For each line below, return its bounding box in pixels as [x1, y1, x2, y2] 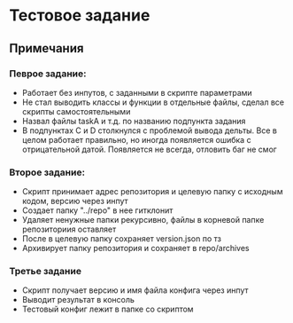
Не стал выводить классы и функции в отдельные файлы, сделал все [21, 97, 285, 107]
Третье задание [9, 265, 82, 278]
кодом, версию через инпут [21, 196, 128, 207]
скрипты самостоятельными [21, 106, 131, 116]
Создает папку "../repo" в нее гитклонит [21, 205, 173, 216]
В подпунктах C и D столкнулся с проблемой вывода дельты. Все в [21, 125, 277, 136]
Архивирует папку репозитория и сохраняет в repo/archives [21, 243, 250, 254]
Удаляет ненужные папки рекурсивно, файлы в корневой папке [21, 215, 265, 225]
